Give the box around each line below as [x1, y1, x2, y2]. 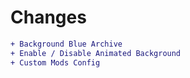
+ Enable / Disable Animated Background [10, 48, 182, 58]
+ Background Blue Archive [10, 39, 123, 49]
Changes [10, 6, 87, 29]
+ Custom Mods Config [10, 57, 101, 68]
